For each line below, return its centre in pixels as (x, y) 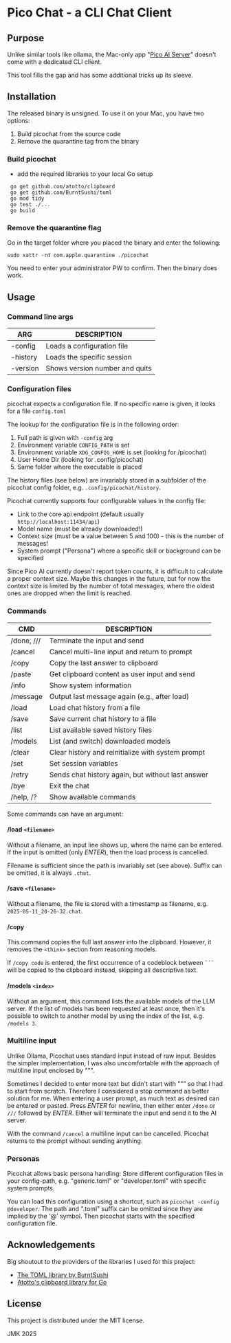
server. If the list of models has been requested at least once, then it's (106, 1008)
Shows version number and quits (99, 368)
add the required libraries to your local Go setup (85, 174)
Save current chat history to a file (103, 718)
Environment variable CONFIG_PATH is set (73, 445)
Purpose (26, 38)
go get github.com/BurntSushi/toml (61, 193)
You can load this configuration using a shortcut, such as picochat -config (113, 1201)
